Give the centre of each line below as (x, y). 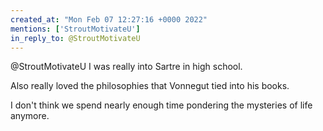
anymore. (30, 116)
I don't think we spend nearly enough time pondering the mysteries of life (161, 105)
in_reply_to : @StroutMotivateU (75, 38)
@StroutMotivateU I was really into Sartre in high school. (126, 67)
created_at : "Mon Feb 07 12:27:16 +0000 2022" (109, 19)
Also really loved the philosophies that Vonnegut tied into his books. (150, 86)
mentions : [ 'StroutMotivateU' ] (75, 29)
